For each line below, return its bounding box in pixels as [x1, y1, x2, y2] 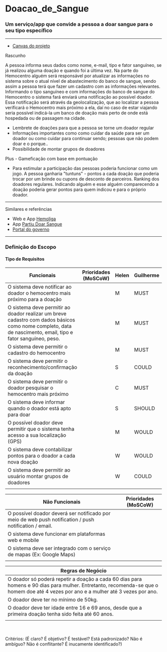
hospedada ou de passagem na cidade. [5, 115, 86, 121]
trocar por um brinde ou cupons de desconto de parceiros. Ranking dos [12, 176, 160, 182]
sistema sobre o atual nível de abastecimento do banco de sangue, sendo [5, 78, 157, 84]
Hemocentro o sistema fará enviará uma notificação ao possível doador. [5, 94, 153, 100]
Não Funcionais [43, 498, 81, 505]
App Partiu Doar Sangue [12, 221, 62, 227]
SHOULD [134, 405, 155, 412]
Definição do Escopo [5, 244, 56, 251]
